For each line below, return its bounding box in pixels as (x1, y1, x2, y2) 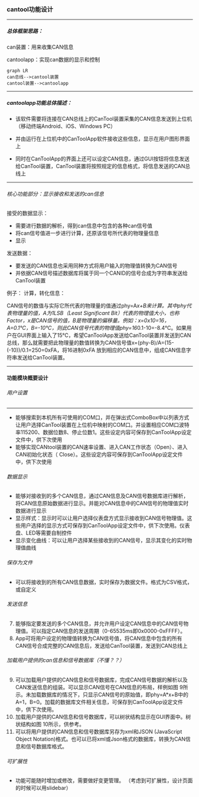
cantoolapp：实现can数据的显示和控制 (6, 56, 100, 63)
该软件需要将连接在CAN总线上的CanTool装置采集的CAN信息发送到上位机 (15, 115, 193, 123)
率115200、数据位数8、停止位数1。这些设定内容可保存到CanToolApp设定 (15, 429, 192, 436)
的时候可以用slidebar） (15, 785, 71, 792)
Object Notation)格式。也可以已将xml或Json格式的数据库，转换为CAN (15, 735, 185, 743)
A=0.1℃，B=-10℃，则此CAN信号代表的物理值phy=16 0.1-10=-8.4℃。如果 (6, 324, 187, 332)
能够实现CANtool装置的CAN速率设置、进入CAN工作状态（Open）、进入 (15, 444, 188, 451)
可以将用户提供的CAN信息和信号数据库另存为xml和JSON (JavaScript (15, 728, 182, 735)
